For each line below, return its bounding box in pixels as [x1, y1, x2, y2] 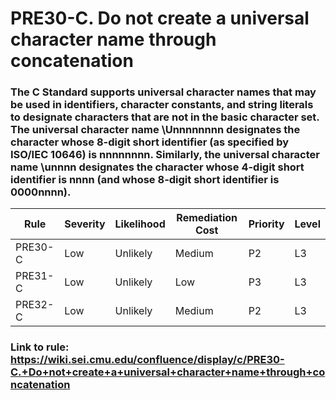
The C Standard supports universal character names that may [10, 85, 317, 99]
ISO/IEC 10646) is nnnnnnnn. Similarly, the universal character [10, 148, 320, 162]
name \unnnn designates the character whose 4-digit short [10, 160, 305, 174]
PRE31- [15, 269, 55, 283]
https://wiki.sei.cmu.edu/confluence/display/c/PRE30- [10, 353, 285, 367]
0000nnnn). [10, 185, 72, 199]
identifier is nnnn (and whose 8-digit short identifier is [10, 173, 280, 187]
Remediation [176, 211, 238, 225]
